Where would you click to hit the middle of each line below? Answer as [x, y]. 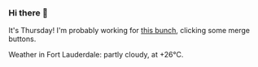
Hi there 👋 [28, 13]
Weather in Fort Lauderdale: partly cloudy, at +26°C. [96, 55]
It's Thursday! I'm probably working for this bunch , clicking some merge [129, 31]
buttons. [22, 39]
